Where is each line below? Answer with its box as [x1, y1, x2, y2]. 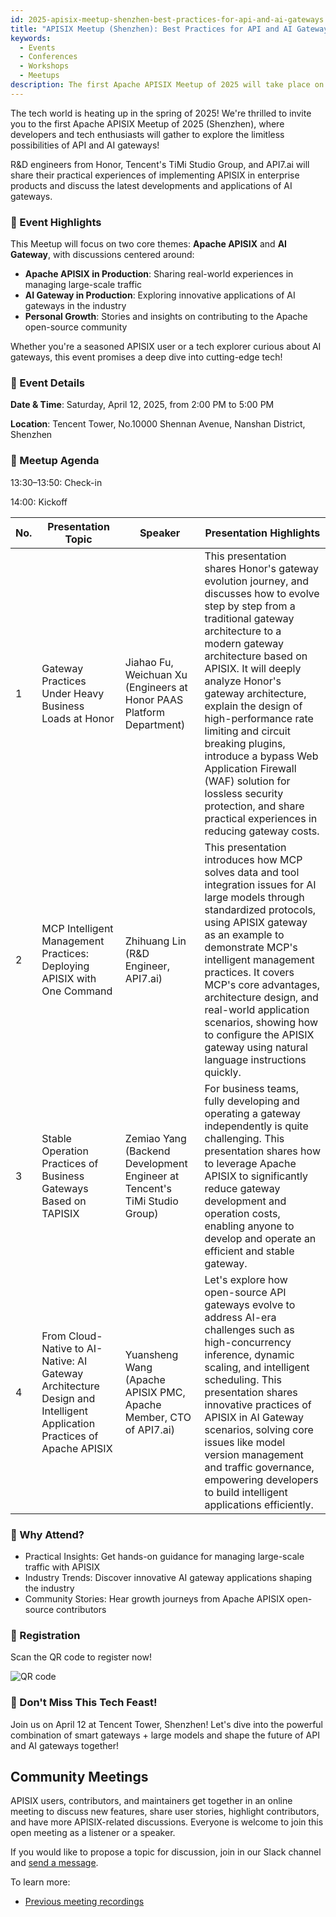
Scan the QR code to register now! [10, 1651, 152, 1663]
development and [204, 1194, 287, 1208]
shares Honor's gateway [204, 561, 320, 575]
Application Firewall [204, 761, 297, 775]
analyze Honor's [204, 674, 282, 688]
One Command [41, 984, 113, 998]
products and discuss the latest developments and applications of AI [10, 179, 293, 191]
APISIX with [41, 971, 97, 985]
